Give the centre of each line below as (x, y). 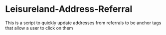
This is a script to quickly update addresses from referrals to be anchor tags (83, 23)
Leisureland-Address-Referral (69, 9)
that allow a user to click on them (39, 28)
